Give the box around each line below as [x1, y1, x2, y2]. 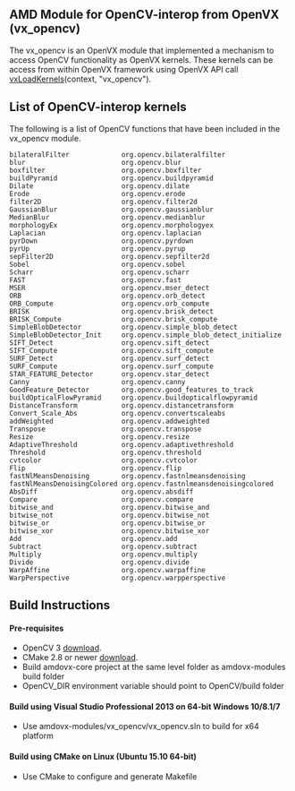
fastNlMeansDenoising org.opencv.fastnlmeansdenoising [9, 471, 246, 480]
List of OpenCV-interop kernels [9, 99, 187, 115]
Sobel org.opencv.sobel [9, 260, 186, 269]
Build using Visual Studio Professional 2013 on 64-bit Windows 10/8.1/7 [9, 701, 281, 711]
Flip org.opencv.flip [9, 463, 181, 473]
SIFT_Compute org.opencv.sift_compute [9, 346, 215, 355]
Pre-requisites [9, 623, 64, 633]
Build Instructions [9, 598, 111, 613]
